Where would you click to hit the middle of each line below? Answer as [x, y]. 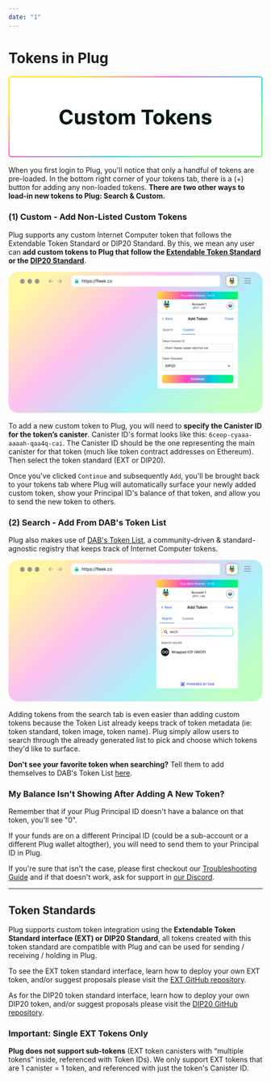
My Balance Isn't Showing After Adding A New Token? [117, 794]
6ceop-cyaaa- [230, 435]
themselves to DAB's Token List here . [71, 773]
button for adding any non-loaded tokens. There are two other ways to [127, 188]
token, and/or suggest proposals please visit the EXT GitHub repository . [127, 980]
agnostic [23, 549]
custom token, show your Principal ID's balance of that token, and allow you [134, 493]
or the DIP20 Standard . [48, 260]
